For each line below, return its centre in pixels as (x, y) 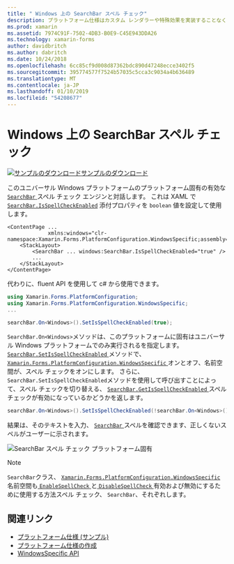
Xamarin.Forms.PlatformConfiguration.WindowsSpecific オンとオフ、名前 (112, 363)
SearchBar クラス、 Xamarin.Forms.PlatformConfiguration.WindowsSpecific (114, 477)
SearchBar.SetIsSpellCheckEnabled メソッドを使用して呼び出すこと (103, 380)
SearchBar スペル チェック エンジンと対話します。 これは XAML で (102, 196)
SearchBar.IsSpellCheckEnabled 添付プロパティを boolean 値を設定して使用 (115, 205)
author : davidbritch (37, 46)
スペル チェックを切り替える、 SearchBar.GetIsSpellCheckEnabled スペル (123, 389)
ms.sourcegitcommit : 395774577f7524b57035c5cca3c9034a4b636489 (101, 72)
